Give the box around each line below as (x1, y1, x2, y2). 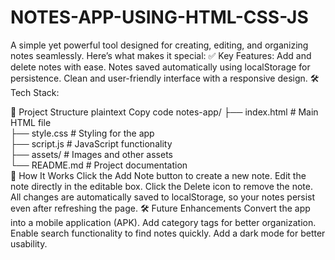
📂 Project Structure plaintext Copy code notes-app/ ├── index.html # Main (10, 106, 319, 118)
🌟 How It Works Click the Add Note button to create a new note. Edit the (10, 169, 307, 181)
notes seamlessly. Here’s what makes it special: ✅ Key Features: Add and (10, 49, 312, 61)
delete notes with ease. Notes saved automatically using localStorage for (10, 61, 311, 73)
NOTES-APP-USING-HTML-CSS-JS (10, 6, 309, 29)
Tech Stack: (10, 86, 60, 98)
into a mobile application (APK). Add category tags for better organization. (10, 216, 317, 228)
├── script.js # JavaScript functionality (10, 137, 173, 150)
